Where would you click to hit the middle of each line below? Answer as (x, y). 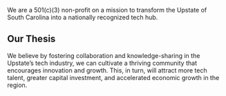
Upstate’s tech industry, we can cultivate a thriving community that (102, 63)
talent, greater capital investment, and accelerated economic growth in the (113, 77)
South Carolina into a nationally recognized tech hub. (83, 17)
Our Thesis (31, 39)
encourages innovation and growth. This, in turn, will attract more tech (107, 70)
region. (17, 85)
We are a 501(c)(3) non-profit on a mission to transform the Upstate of (107, 10)
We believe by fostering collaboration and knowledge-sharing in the (104, 55)
